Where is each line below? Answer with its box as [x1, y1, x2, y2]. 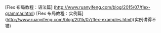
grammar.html [5, 10, 34, 16]
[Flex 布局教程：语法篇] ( [5, 4, 56, 10]
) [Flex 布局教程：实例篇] [33, 10, 84, 16]
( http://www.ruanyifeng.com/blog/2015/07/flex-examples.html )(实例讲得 [5, 17, 152, 22]
